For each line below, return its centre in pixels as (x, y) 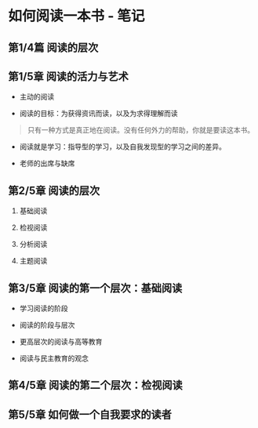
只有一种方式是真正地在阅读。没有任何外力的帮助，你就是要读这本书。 (141, 130)
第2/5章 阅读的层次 (54, 190)
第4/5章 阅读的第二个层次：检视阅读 (95, 385)
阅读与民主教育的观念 (54, 358)
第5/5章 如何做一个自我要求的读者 (90, 414)
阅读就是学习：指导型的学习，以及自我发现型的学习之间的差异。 (122, 147)
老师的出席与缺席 (47, 163)
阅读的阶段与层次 (47, 325)
